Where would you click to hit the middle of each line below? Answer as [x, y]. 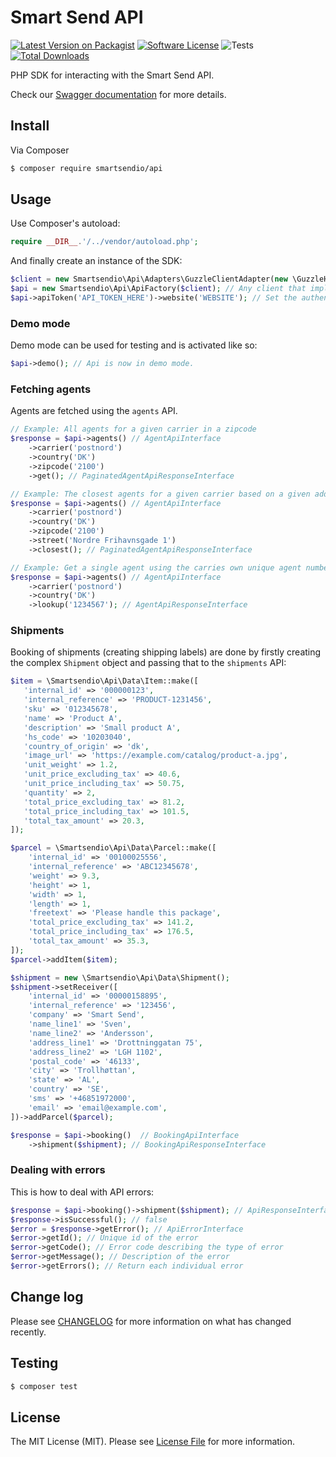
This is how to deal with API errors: [82, 1192]
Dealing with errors [58, 1170]
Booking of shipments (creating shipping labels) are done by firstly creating [166, 652]
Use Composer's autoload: [65, 223]
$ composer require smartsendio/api [86, 168]
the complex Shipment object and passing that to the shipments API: [148, 663]
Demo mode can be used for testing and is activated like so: [134, 345]
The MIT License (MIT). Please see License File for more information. [152, 1442]
